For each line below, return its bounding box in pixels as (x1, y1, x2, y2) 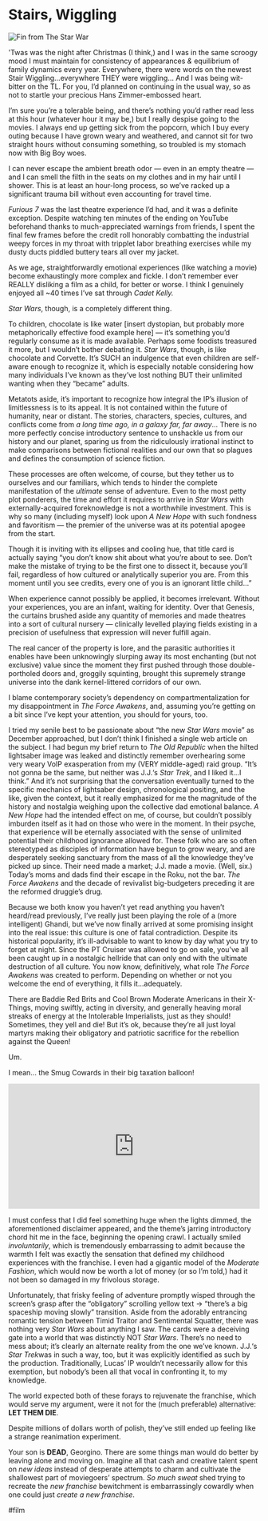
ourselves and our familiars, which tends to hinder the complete (8, 478, 218, 487)
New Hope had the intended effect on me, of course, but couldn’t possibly (8, 810, 253, 819)
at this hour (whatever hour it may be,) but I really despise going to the (8, 114, 240, 123)
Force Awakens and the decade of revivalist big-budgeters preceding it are (8, 878, 255, 887)
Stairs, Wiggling (8, 6, 117, 24)
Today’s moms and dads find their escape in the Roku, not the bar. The (8, 870, 241, 879)
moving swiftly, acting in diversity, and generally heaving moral (34, 1003, 242, 1012)
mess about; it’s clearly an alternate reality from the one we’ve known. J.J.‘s (8, 1341, 258, 1351)
